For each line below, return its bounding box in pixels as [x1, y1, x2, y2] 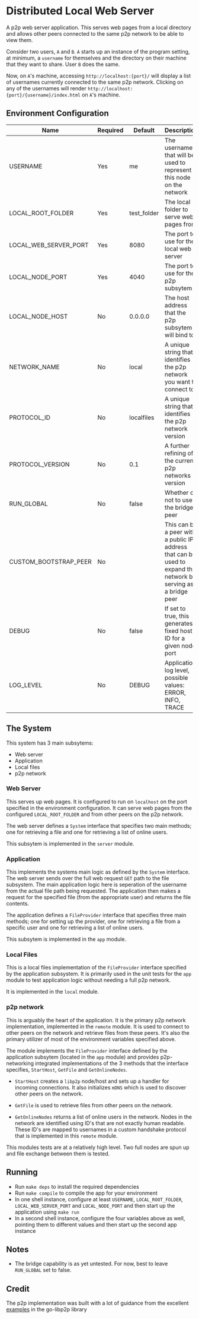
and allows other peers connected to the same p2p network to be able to [6, 30, 184, 37]
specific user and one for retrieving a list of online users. [6, 924, 144, 931]
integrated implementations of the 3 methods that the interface [35, 1060, 188, 1067]
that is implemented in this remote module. [14, 1132, 118, 1139]
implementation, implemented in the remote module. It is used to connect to [6, 1023, 190, 1030]
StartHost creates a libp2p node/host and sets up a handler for [14, 1078, 169, 1085]
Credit [6, 1283, 30, 1294]
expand [165, 565, 185, 573]
